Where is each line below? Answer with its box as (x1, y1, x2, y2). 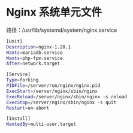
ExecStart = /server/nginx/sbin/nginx (6, 88, 98, 94)
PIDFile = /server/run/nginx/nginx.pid (6, 83, 101, 89)
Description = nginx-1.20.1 (6, 44, 71, 50)
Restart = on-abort (6, 105, 50, 111)
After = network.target (6, 61, 61, 66)
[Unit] (6, 38, 23, 44)
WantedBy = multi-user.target (6, 121, 77, 128)
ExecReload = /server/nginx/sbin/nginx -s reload (6, 93, 128, 99)
